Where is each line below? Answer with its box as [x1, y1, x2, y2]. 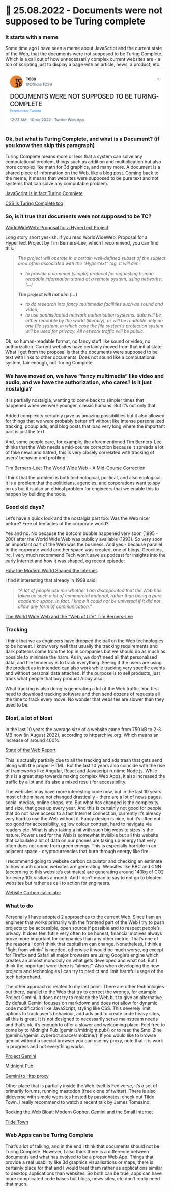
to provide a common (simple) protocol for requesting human [25, 271, 154, 277]
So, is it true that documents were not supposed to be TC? [5, 213, 152, 220]
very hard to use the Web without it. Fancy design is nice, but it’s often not [5, 815, 161, 821]
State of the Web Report [5, 747, 56, 753]
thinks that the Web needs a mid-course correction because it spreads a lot [5, 444, 164, 450]
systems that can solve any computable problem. [5, 181, 108, 187]
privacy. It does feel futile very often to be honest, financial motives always [5, 930, 162, 936]
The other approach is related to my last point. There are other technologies [5, 983, 164, 989]
